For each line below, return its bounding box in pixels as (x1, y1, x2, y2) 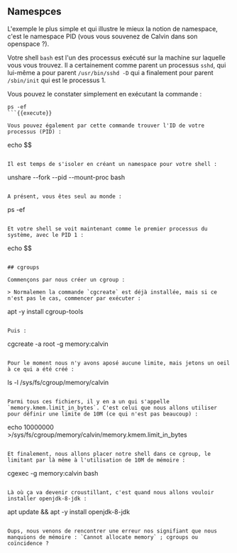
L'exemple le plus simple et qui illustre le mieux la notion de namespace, (7, 24, 218, 33)
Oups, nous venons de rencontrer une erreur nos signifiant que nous (7, 527, 218, 535)
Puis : (7, 327, 27, 334)
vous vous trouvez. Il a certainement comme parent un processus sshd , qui (7, 60, 226, 69)
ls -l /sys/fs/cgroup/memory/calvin (7, 378, 109, 386)
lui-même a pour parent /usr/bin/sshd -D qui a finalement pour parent (7, 68, 214, 77)
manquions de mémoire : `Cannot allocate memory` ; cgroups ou (7, 533, 199, 541)
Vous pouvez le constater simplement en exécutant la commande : (7, 89, 202, 98)
